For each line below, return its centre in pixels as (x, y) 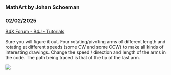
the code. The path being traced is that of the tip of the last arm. (73, 58)
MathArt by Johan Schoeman (43, 7)
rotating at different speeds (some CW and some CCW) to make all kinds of (84, 47)
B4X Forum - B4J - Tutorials (35, 32)
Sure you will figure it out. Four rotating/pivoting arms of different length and (86, 42)
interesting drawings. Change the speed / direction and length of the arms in (86, 52)
